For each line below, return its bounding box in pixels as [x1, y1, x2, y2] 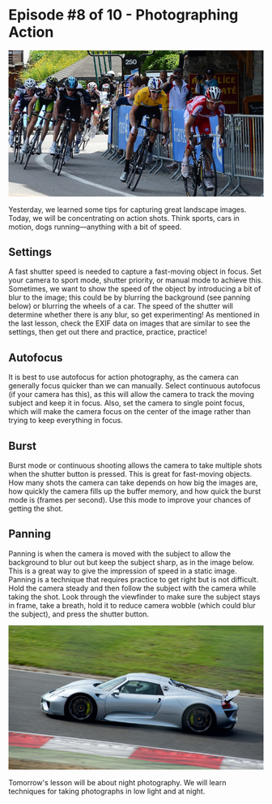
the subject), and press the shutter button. [8, 609, 150, 619]
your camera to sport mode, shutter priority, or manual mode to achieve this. [8, 275, 263, 285]
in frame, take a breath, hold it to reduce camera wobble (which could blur [8, 600, 257, 610]
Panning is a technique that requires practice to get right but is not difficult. [8, 574, 259, 584]
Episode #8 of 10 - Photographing [8, 6, 239, 24]
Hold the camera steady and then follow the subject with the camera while [8, 583, 257, 593]
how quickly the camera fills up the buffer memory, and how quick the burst [8, 486, 261, 496]
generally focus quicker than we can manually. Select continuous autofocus [8, 381, 261, 391]
